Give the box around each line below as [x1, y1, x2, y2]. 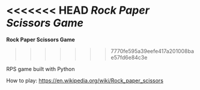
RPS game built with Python [6, 65, 75, 72]
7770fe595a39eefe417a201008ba [111, 47, 194, 54]
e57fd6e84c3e [111, 54, 148, 61]
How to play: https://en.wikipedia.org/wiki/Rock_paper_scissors [6, 77, 164, 84]
